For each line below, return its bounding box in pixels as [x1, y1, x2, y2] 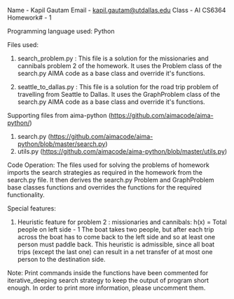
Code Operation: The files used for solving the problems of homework [7, 161, 210, 169]
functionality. [7, 191, 46, 199]
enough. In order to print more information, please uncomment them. [7, 284, 206, 292]
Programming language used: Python [7, 27, 115, 35]
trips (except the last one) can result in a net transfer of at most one [17, 248, 213, 255]
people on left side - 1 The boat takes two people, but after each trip [17, 225, 214, 234]
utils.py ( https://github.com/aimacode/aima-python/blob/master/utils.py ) [17, 147, 228, 155]
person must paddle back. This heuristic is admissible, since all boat [17, 240, 215, 248]
